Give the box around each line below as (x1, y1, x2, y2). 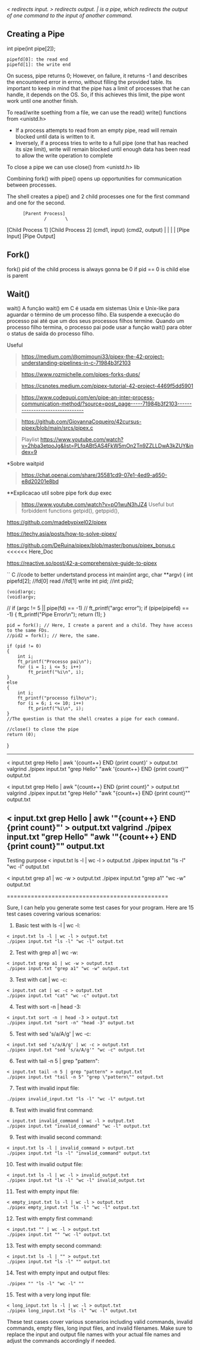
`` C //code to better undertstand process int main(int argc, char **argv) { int (7, 571, 193, 578)
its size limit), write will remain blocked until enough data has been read (15, 146, 191, 153)
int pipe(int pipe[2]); (7, 45, 56, 52)
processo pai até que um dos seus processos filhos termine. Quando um (7, 317, 185, 325)
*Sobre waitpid (7, 460, 44, 467)
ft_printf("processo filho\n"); (17, 696, 97, 701)
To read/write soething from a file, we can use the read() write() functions (7, 109, 187, 116)
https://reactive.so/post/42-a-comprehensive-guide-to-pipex (7, 559, 157, 567)
